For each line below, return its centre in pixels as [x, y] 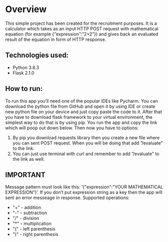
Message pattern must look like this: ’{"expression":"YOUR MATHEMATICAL [84, 187]
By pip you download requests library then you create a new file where [86, 137]
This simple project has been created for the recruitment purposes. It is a [81, 23]
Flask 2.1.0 [23, 73]
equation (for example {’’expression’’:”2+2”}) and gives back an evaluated [82, 34]
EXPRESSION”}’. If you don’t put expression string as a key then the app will [84, 192]
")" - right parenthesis [35, 234]
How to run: [24, 89]
